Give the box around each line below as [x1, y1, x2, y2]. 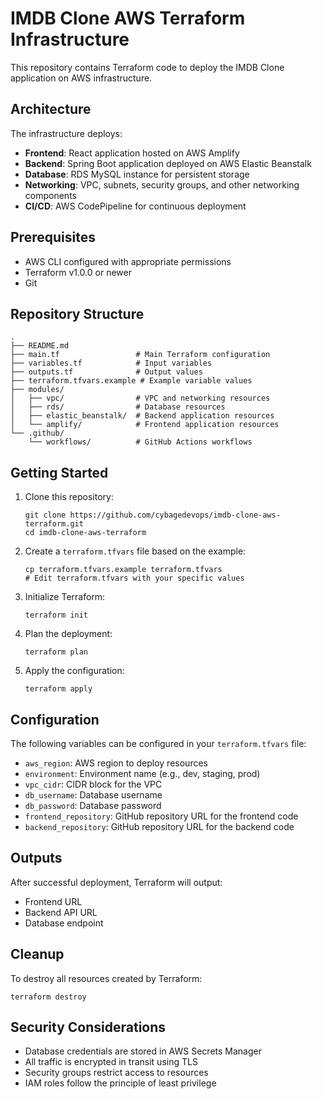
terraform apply [24, 684, 93, 694]
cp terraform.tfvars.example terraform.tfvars [24, 565, 223, 575]
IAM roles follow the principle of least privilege [24, 1077, 217, 1089]
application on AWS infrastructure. [10, 72, 153, 84]
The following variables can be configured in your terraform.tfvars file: [10, 738, 307, 749]
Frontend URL [24, 895, 83, 907]
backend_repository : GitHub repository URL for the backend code [24, 821, 295, 832]
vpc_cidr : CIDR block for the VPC [24, 778, 163, 790]
